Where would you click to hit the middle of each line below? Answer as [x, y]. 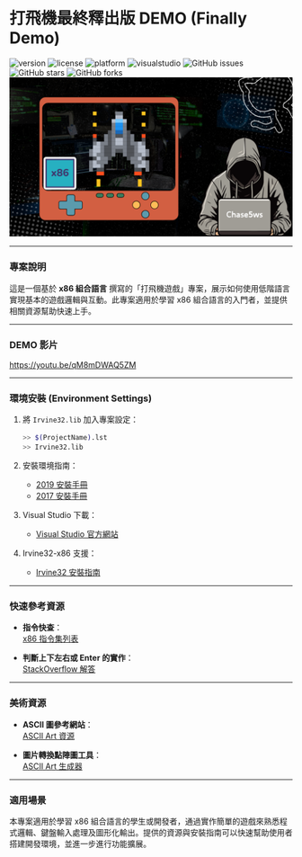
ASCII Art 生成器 [52, 766]
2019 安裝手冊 [62, 485]
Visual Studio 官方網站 [77, 534]
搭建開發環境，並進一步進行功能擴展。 [80, 844]
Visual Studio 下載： [59, 515]
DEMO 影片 [34, 344]
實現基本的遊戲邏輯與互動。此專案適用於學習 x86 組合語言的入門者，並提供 [148, 299]
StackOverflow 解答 [59, 669]
